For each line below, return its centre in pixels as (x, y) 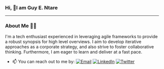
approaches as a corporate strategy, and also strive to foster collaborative (80, 47)
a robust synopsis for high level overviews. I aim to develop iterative (73, 41)
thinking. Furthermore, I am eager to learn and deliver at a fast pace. (74, 52)
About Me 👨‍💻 (21, 26)
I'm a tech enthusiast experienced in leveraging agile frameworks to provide (81, 36)
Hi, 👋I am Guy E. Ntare (31, 8)
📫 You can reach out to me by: (43, 61)
